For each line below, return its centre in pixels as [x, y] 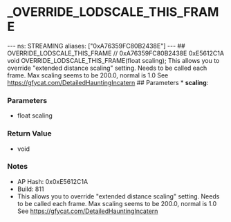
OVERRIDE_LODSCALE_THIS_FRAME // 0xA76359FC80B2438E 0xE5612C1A [116, 53]
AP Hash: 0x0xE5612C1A [53, 181]
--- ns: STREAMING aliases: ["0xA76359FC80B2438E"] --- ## [96, 46]
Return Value [29, 133]
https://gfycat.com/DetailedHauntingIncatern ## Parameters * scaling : [108, 82]
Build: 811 [30, 189]
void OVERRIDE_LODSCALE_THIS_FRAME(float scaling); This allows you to [113, 60]
